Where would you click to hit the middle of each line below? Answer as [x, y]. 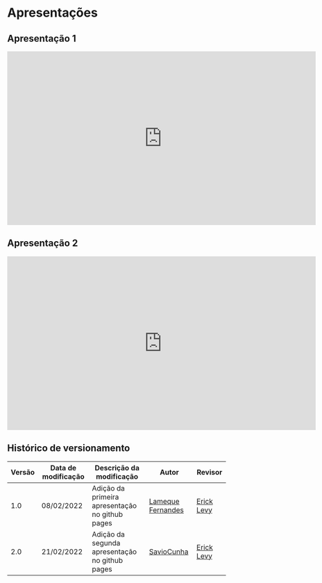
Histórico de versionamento [69, 449]
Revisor [210, 472]
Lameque [164, 501]
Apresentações [53, 13]
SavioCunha [169, 552]
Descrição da [117, 468]
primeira [105, 497]
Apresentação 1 [42, 39]
